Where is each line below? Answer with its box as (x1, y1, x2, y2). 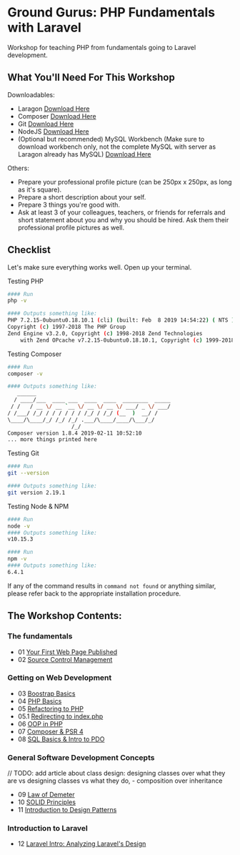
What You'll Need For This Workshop (7, 71, 175, 84)
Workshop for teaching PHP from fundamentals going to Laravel (7, 43, 196, 51)
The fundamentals (7, 631, 73, 641)
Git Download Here (17, 119, 74, 128)
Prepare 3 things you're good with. (17, 200, 120, 209)
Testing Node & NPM (7, 502, 69, 510)
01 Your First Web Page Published (17, 648, 118, 656)
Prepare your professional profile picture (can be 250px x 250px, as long (17, 177, 232, 186)
